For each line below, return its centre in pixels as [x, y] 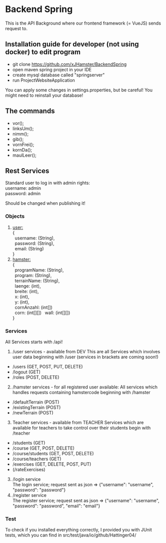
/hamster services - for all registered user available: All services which [85, 387]
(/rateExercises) [29, 469]
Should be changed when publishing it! [45, 203]
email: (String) [29, 248]
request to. [16, 28]
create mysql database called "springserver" [58, 75]
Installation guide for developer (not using [72, 44]
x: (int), [22, 297]
